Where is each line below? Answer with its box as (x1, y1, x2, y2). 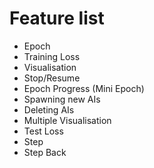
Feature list (9, 7, 105, 30)
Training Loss (23, 50, 81, 62)
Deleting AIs (23, 103, 75, 116)
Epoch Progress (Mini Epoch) (23, 82, 145, 94)
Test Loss (23, 125, 64, 137)
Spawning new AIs (23, 93, 101, 105)
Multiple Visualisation (23, 114, 112, 126)
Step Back (23, 146, 67, 158)
